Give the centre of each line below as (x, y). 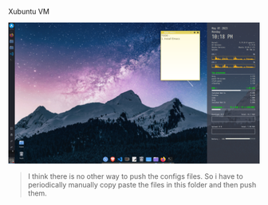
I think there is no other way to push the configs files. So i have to (135, 176)
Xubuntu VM (29, 12)
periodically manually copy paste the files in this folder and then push (142, 184)
